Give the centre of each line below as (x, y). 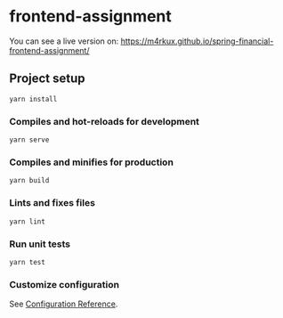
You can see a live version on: (64, 41)
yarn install (33, 99)
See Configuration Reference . (64, 304)
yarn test (28, 262)
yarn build (29, 181)
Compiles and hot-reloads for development (105, 121)
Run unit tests (40, 244)
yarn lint (28, 221)
